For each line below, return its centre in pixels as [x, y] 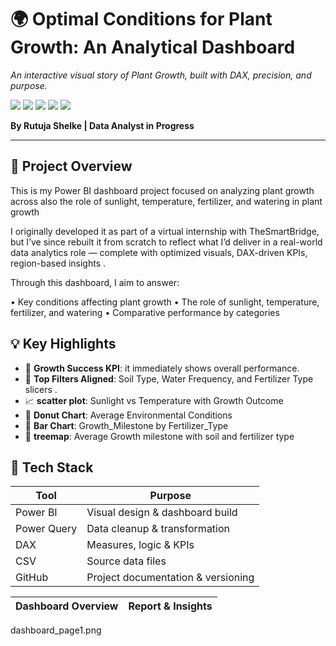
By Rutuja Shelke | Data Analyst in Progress [102, 125]
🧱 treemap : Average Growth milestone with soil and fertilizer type [159, 436]
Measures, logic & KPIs [140, 545]
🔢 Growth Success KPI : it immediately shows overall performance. [162, 368]
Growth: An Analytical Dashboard [153, 47]
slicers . [41, 389]
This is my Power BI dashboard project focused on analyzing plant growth [162, 190]
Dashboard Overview [67, 606]
